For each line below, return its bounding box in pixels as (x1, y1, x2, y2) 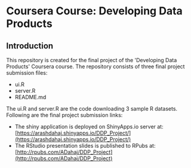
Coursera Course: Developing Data (6, 4, 183, 18)
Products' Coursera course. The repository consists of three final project (6, 63, 185, 70)
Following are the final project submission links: (6, 112, 123, 118)
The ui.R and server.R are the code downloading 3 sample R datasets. (6, 105, 178, 112)
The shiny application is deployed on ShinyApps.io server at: (14, 123, 164, 130)
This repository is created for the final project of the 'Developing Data (6, 57, 177, 63)
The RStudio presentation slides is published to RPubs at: (14, 142, 156, 149)
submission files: (6, 69, 48, 76)
